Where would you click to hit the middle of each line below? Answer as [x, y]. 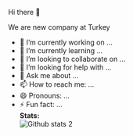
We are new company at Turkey [59, 27]
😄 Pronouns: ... [45, 95]
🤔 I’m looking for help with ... [65, 67]
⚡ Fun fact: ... [41, 104]
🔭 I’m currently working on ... [66, 42]
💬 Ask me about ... [49, 75]
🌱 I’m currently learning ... [61, 50]
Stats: [29, 116]
